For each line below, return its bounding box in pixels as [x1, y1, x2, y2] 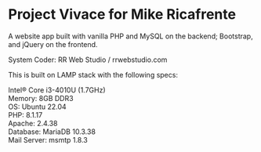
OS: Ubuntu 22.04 [8, 102, 67, 111]
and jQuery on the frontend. [8, 39, 98, 49]
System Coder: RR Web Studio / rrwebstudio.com [8, 55, 168, 64]
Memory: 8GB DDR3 [8, 93, 74, 103]
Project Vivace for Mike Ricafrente [8, 5, 237, 24]
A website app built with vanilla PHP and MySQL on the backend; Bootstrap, [8, 31, 253, 41]
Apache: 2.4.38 [8, 118, 58, 128]
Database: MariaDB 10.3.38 [8, 127, 96, 136]
